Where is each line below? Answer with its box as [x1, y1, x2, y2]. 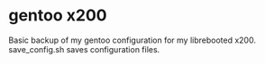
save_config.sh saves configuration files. [8, 44, 160, 54]
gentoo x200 [8, 5, 107, 26]
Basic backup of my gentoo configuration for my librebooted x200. [8, 35, 256, 45]
